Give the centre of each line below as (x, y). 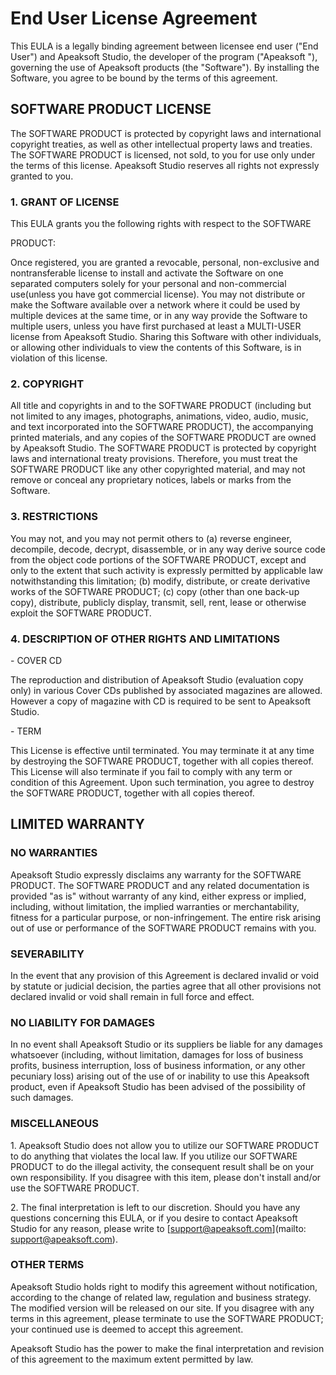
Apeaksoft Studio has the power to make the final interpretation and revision (167, 1348)
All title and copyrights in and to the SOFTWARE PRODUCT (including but (161, 406)
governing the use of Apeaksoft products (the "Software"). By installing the (165, 67)
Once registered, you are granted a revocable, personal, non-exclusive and (165, 263)
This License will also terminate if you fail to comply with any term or (151, 771)
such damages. (42, 1098)
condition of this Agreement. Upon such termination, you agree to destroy (162, 782)
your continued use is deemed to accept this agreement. (127, 1329)
